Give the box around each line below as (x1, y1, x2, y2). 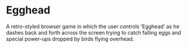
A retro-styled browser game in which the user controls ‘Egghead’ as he (6, 23, 180, 30)
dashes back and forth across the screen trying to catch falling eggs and (6, 29, 181, 36)
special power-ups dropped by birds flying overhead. (6, 35, 134, 42)
